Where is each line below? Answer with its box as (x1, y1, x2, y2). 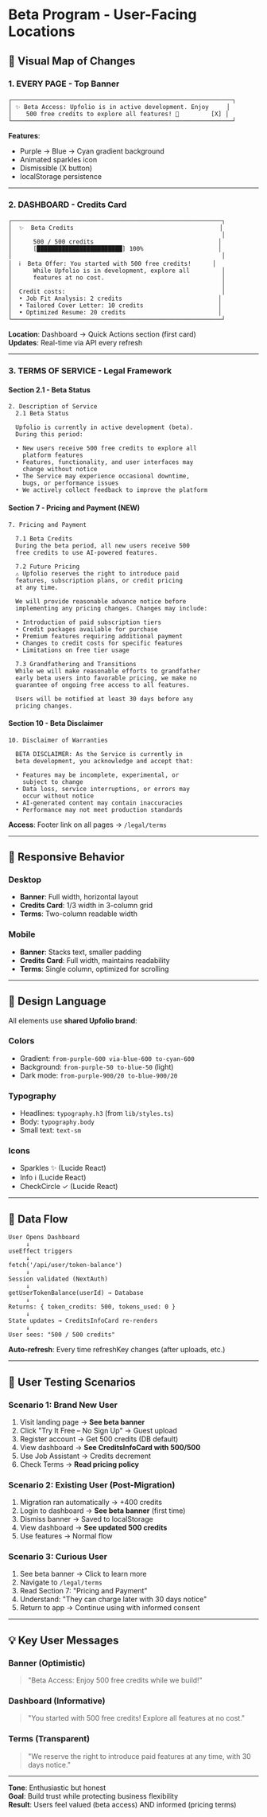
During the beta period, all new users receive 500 (15, 541, 191, 550)
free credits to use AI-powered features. (15, 548, 158, 556)
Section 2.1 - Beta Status (8, 384, 91, 395)
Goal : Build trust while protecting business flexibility (8, 1791, 179, 1800)
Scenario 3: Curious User (8, 1551, 107, 1562)
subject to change (22, 778, 83, 786)
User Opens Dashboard (8, 1234, 80, 1242)
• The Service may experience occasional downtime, (15, 472, 191, 481)
